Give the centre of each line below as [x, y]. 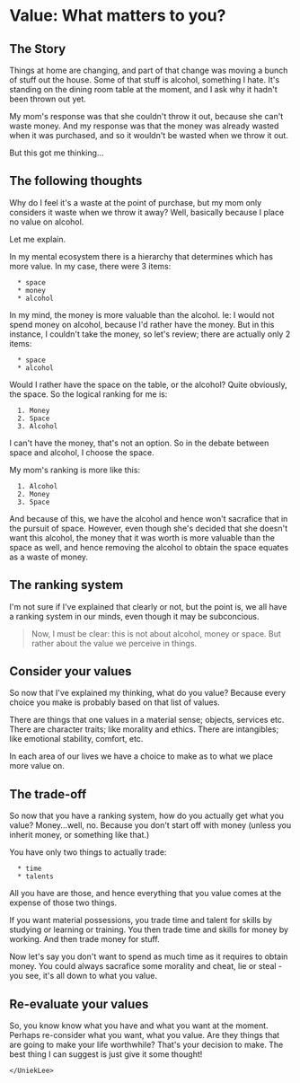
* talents [35, 876]
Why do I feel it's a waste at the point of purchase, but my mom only [136, 202]
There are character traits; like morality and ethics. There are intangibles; [144, 729]
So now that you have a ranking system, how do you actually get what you [147, 816]
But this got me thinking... [57, 153]
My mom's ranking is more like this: [75, 470]
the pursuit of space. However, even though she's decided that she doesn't [149, 528]
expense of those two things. [63, 902]
